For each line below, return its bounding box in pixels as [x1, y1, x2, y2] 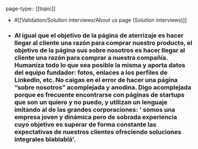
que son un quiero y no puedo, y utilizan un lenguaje [14, 98, 168, 106]
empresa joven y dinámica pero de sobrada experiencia [14, 113, 177, 121]
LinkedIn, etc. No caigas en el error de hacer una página [14, 75, 178, 84]
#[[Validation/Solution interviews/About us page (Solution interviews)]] [14, 17, 187, 23]
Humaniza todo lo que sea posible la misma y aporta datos [14, 61, 186, 69]
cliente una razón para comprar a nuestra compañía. [14, 53, 168, 62]
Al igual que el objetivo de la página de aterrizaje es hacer [14, 31, 184, 39]
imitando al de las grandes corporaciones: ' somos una [14, 105, 175, 113]
